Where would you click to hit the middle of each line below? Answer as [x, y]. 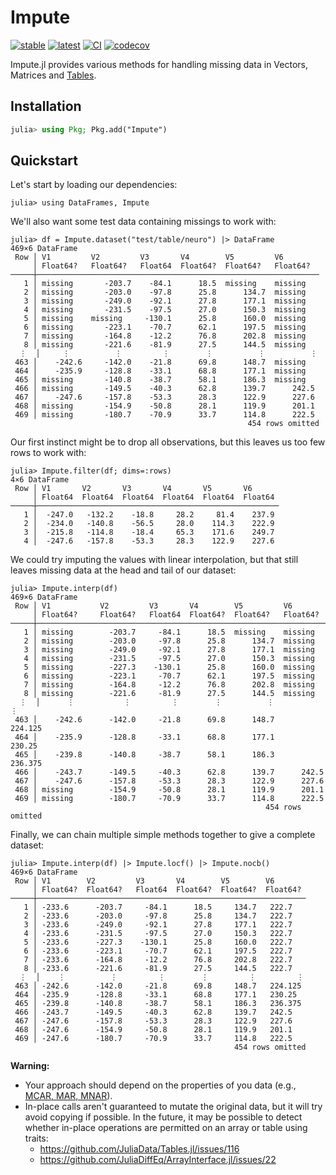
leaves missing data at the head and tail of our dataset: [123, 570]
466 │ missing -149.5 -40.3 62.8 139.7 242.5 [164, 389]
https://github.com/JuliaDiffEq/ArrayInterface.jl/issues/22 [158, 1160]
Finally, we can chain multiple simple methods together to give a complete [163, 835]
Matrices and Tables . [53, 75]
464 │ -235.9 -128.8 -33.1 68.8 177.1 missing [160, 371]
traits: [36, 1138]
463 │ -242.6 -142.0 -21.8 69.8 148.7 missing [160, 362]
